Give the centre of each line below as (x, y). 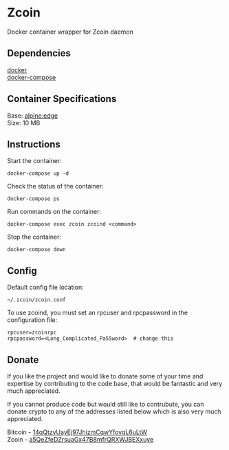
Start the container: (34, 161)
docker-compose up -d (38, 173)
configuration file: (32, 320)
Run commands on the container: (54, 212)
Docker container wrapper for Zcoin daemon (70, 32)
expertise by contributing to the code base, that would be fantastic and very (115, 384)
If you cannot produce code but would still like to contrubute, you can (106, 404)
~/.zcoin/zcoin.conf (37, 300)
